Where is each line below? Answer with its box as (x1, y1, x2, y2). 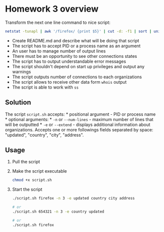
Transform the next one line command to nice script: (5, 19, 111, 25)
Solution (5, 98, 31, 107)
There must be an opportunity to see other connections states (12, 53, 138, 59)
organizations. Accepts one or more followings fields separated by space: (5, 126, 154, 132)
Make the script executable (12, 168, 67, 174)
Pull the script (12, 159, 41, 165)
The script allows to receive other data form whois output (12, 79, 127, 85)
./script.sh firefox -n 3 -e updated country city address (12, 196, 135, 201)
